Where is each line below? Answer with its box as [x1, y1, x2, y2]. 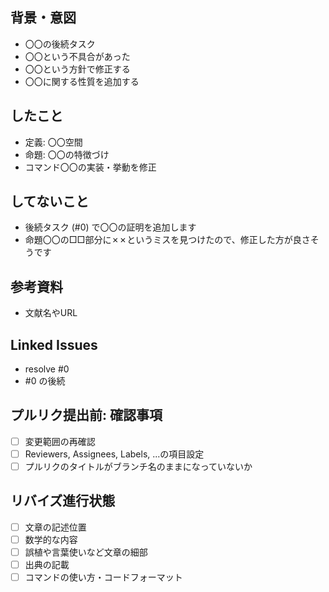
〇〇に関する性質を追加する [24, 75, 140, 87]
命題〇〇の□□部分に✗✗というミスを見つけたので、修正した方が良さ [24, 234, 311, 246]
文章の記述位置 [24, 521, 87, 533]
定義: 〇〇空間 [24, 136, 83, 148]
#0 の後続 [24, 375, 66, 387]
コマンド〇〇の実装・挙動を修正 [24, 161, 157, 173]
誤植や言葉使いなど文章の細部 [24, 546, 148, 558]
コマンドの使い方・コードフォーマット [24, 571, 183, 583]
